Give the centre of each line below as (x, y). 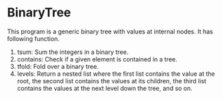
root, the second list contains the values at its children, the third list (112, 81)
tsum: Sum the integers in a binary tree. (73, 52)
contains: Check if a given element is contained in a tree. (97, 59)
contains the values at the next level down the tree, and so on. (105, 88)
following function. (34, 38)
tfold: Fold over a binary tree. (58, 66)
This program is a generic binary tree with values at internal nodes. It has (110, 31)
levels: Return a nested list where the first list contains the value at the (116, 74)
